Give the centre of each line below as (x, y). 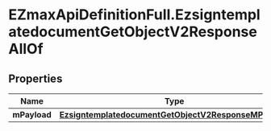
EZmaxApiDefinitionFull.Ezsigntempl (134, 15)
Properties (35, 78)
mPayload (32, 115)
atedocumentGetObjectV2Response (133, 32)
